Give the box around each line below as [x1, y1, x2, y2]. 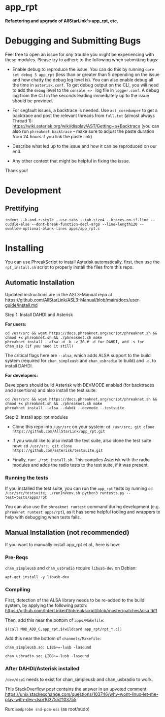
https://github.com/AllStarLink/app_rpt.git [12, 429, 105, 434]
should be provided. [12, 98, 53, 104]
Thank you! [5, 167, 28, 173]
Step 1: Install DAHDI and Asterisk [5, 312, 73, 318]
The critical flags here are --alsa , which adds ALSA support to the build [5, 352, 151, 358]
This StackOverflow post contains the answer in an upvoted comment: [5, 686, 148, 692]
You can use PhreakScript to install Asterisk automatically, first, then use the [5, 259, 160, 265]
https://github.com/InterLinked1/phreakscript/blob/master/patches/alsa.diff [5, 608, 158, 614]
